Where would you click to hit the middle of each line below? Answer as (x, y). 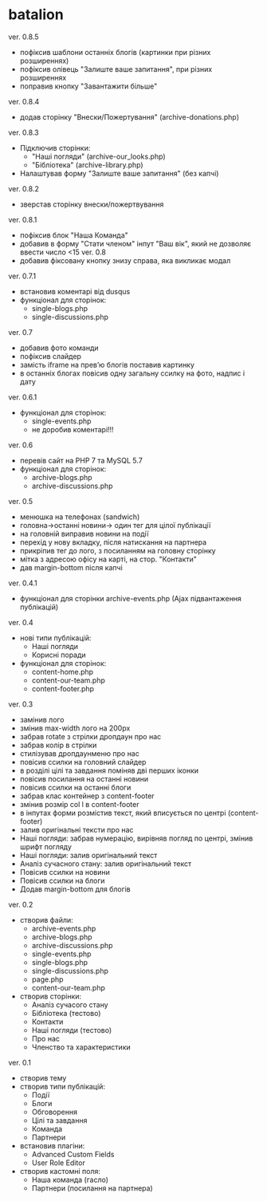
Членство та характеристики (81, 1047)
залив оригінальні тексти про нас (77, 829)
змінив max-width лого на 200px (75, 728)
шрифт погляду (45, 846)
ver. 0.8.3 (24, 132)
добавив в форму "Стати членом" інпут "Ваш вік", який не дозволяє (135, 243)
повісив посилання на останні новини (84, 778)
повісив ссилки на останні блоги (75, 787)
